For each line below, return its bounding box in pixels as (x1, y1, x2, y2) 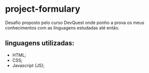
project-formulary (5, 3, 81, 15)
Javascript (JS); (12, 62, 45, 68)
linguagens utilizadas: (5, 39, 75, 48)
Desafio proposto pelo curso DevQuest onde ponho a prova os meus (5, 20, 145, 25)
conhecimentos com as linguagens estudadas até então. (5, 24, 119, 30)
